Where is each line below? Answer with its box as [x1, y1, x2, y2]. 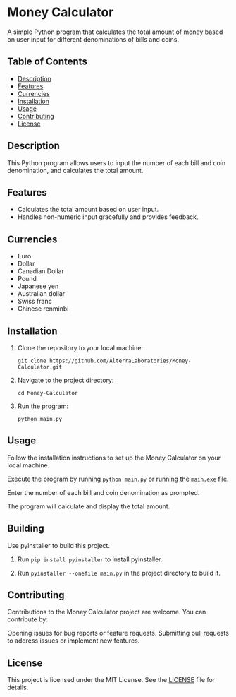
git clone [17, 357, 47, 364]
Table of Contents [7, 56, 88, 68]
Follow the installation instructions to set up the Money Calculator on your [7, 453, 221, 462]
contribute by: [7, 615, 48, 624]
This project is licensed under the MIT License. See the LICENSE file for [7, 676, 216, 684]
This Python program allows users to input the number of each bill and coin [7, 158, 226, 167]
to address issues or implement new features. [7, 636, 140, 645]
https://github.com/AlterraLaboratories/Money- [49, 357, 192, 364]
